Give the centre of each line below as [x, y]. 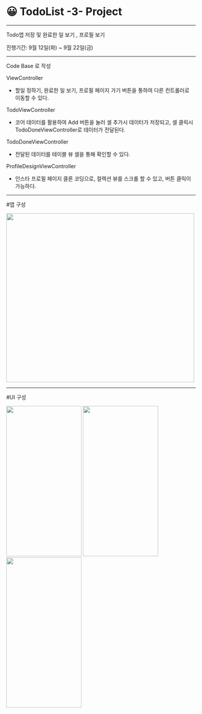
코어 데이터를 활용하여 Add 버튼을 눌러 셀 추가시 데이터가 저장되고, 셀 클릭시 [104, 122]
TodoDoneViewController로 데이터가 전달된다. [70, 130]
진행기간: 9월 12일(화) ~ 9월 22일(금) [50, 47]
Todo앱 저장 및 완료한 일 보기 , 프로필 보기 [56, 34]
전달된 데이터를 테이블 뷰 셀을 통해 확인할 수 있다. [72, 154]
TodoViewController [31, 109]
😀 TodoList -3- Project [64, 12]
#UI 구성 [16, 397]
